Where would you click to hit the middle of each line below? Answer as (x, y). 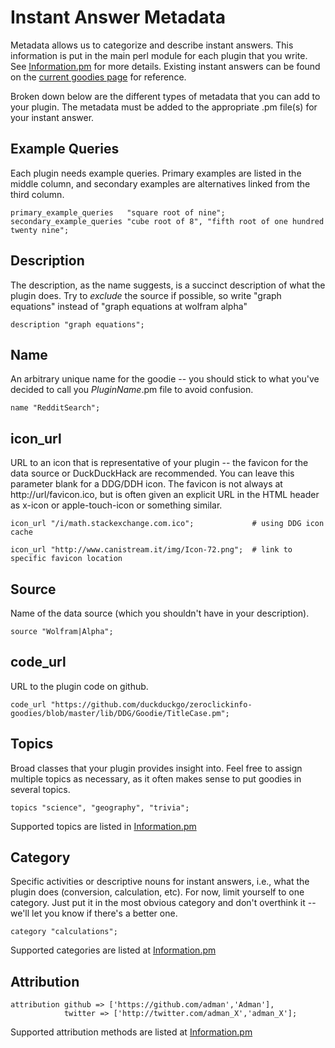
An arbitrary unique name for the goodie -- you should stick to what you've (165, 379)
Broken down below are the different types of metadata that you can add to (165, 96)
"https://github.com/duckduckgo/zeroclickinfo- (151, 704)
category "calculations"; (64, 932)
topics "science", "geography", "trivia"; (100, 807)
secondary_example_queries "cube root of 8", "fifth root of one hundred (167, 221)
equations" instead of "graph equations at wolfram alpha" (129, 306)
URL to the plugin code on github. (79, 686)
